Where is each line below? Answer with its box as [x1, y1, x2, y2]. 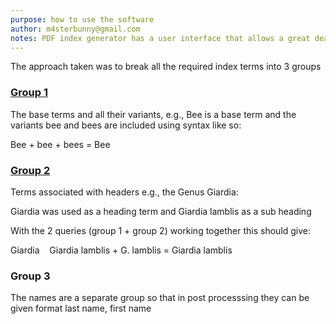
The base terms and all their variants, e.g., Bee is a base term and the [10, 108, 297, 120]
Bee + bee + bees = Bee [10, 138, 111, 150]
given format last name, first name [10, 302, 152, 315]
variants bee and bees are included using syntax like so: [10, 119, 242, 131]
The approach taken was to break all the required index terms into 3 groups [10, 61, 322, 73]
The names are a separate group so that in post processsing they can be [10, 292, 310, 304]
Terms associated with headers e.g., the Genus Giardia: [10, 186, 239, 198]
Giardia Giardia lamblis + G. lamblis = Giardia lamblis [10, 244, 233, 256]
